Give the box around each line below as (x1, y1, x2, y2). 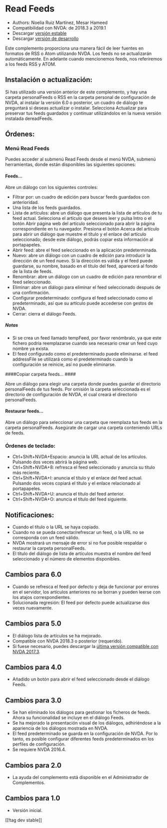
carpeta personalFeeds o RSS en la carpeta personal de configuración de (5, 94, 156, 100)
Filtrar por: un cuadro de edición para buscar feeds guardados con (12, 193, 150, 200)
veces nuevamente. (12, 604, 53, 610)
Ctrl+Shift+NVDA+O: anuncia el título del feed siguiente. (12, 496, 128, 502)
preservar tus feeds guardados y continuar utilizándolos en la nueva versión (5, 110, 162, 116)
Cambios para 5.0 (5, 619, 61, 628)
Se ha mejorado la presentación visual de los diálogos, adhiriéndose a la (12, 720, 161, 726)
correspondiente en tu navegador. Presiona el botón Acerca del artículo (12, 225, 160, 231)
